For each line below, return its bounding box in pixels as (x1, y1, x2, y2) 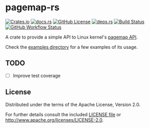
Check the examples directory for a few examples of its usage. (5, 44, 138, 50)
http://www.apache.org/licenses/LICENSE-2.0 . (5, 117, 104, 123)
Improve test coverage (12, 72, 61, 79)
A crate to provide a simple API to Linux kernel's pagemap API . (5, 34, 138, 40)
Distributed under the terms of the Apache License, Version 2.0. (5, 101, 141, 107)
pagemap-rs (5, 2, 60, 13)
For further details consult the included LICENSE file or (5, 111, 121, 117)
